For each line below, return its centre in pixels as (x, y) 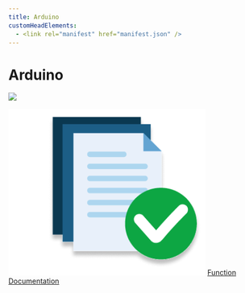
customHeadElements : (43, 25)
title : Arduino (34, 17)
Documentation (34, 281)
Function (221, 273)
